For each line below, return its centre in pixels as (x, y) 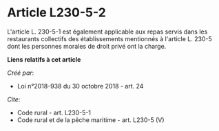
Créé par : (21, 73)
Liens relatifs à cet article (44, 59)
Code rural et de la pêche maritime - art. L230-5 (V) (91, 120)
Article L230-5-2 (57, 13)
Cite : (14, 99)
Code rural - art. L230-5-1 (54, 112)
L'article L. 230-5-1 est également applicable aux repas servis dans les (107, 32)
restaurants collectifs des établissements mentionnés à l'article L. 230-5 (109, 38)
